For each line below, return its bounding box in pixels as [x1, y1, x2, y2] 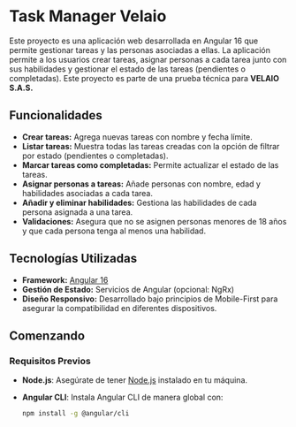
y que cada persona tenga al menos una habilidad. [21, 225, 206, 236]
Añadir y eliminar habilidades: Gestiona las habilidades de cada [21, 197, 257, 208]
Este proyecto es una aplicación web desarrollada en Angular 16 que [9, 35, 259, 46]
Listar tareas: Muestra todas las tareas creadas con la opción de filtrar [21, 141, 280, 151]
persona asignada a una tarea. [21, 206, 133, 217]
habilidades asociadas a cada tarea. [21, 187, 153, 198]
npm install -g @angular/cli [21, 409, 130, 418]
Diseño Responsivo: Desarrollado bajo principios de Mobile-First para [21, 294, 278, 304]
